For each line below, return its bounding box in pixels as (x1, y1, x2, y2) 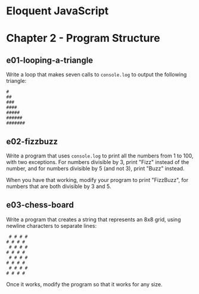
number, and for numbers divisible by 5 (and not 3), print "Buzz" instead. (6, 165, 185, 172)
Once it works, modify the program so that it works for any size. (6, 280, 163, 287)
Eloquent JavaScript (6, 4, 109, 18)
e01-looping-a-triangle (6, 55, 94, 65)
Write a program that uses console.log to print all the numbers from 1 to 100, (6, 152, 194, 159)
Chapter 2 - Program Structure (6, 32, 160, 45)
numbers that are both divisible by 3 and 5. (6, 183, 111, 190)
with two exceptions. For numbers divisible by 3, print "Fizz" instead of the (6, 159, 189, 165)
